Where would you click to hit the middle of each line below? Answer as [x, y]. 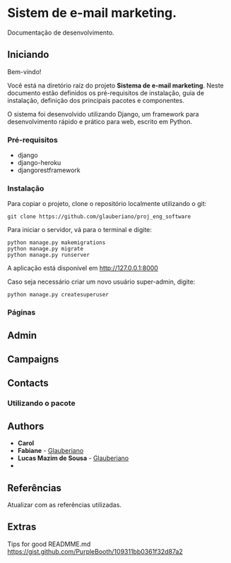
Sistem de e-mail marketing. [92, 13]
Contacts [28, 383]
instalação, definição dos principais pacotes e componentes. [96, 100]
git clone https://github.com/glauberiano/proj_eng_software [99, 217]
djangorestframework [49, 170]
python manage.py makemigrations [57, 243]
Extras [22, 527]
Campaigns [33, 359]
